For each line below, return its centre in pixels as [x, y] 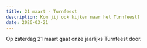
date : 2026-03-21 [27, 22]
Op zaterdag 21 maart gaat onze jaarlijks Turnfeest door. [74, 39]
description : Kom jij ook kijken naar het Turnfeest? [73, 17]
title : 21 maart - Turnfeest [42, 11]
